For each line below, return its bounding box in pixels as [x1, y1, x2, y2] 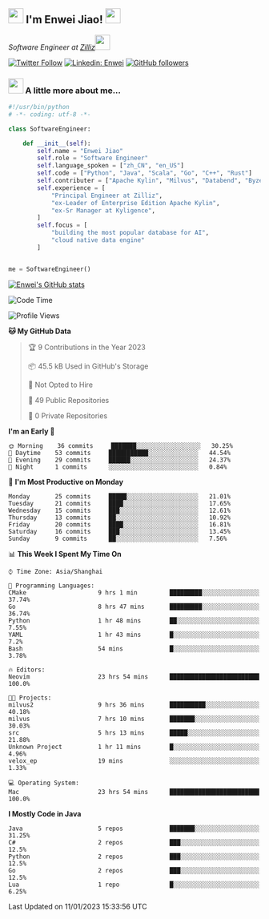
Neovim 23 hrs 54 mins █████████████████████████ [8, 672, 260, 681]
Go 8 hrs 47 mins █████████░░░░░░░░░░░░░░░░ [8, 603, 260, 611]
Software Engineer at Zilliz [8, 42, 96, 52]
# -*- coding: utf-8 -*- [8, 110, 91, 119]
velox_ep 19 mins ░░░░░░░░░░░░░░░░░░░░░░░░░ [8, 756, 260, 765]
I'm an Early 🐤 [8, 426, 55, 436]
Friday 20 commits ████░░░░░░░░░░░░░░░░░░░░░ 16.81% [8, 520, 231, 529]
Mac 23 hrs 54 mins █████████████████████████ [8, 788, 260, 796]
